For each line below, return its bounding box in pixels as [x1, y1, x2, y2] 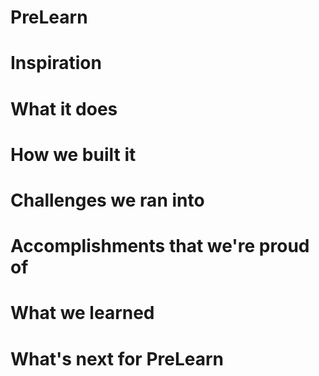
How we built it [10, 143, 137, 166]
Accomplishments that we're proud [10, 235, 310, 258]
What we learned [10, 302, 155, 325]
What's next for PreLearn [10, 347, 225, 370]
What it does [10, 97, 118, 120]
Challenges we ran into [10, 189, 205, 211]
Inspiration [10, 52, 102, 75]
